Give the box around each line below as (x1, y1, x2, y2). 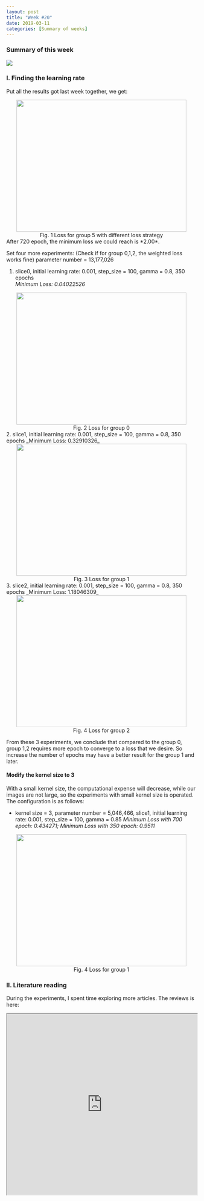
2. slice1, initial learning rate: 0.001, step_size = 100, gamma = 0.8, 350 (6, 430, 181, 438)
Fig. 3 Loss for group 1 (73, 575, 130, 582)
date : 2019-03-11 (6, 20, 50, 26)
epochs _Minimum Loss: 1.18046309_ (6, 588, 99, 595)
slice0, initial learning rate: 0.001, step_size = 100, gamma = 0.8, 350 (14, 267, 185, 275)
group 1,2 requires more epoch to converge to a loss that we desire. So (6, 745, 183, 752)
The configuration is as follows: (6, 798, 84, 805)
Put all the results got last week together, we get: (6, 88, 128, 95)
